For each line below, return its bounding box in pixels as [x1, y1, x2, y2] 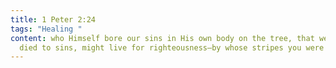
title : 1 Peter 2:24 [10, 14, 97, 25]
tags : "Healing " [10, 24, 83, 34]
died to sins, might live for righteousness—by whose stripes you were [19, 42, 325, 53]
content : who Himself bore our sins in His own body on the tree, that [10, 33, 315, 43]
